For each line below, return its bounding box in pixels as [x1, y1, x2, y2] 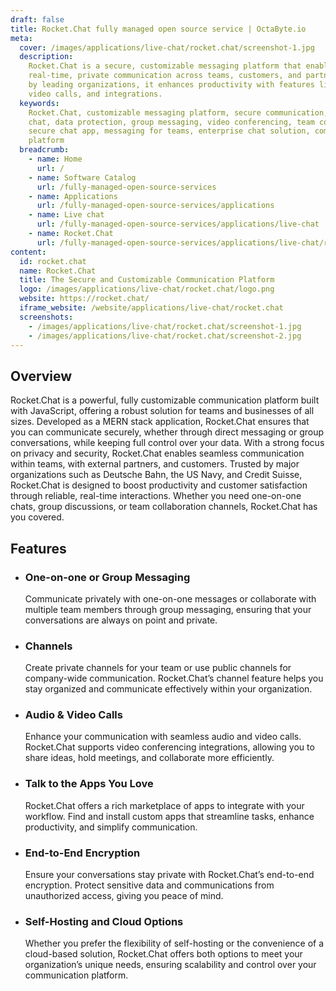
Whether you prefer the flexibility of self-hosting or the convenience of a [24, 937, 325, 950]
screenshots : [19, 312, 74, 322]
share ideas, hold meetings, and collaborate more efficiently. [24, 752, 275, 764]
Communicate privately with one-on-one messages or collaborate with [24, 592, 317, 605]
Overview [10, 367, 73, 385]
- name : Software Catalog [28, 172, 137, 183]
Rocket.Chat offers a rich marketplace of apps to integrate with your [24, 799, 305, 811]
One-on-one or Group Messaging [24, 570, 191, 584]
